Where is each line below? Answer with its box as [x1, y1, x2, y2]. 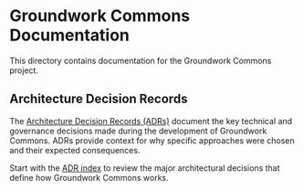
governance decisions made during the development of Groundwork [9, 125, 267, 136]
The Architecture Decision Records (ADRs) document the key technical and [9, 115, 293, 126]
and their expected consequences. [9, 144, 141, 155]
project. [9, 65, 39, 76]
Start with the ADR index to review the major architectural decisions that [9, 162, 280, 174]
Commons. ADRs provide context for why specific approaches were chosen [9, 134, 295, 146]
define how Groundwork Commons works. [9, 172, 169, 183]
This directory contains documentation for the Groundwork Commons [9, 55, 272, 66]
